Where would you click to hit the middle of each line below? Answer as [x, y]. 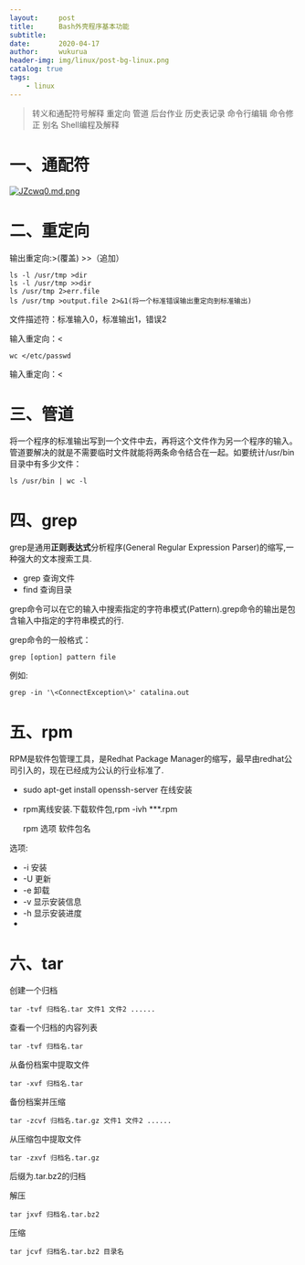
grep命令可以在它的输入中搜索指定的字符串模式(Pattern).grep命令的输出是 [148, 609]
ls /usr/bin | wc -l [49, 481]
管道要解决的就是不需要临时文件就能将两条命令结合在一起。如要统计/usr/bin [152, 453]
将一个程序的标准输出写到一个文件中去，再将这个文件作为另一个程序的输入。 [153, 441]
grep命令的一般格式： [50, 640]
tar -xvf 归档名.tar [47, 1084]
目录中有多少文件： [46, 464]
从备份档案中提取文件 [49, 1065]
